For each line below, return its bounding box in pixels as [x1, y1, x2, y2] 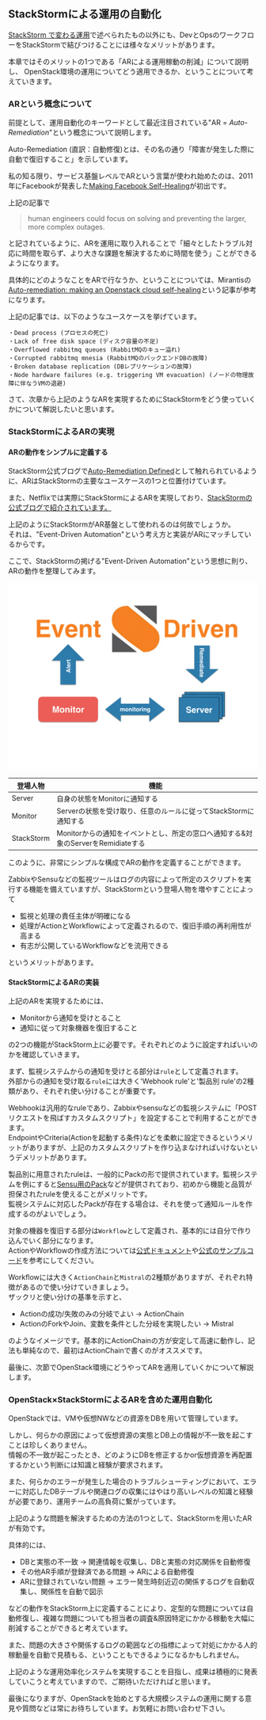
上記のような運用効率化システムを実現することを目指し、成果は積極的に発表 [8, 1667, 258, 1676]
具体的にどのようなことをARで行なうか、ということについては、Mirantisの [8, 276, 252, 285]
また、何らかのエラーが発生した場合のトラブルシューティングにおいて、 [8, 1477, 244, 1486]
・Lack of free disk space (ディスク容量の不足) [8, 337, 160, 346]
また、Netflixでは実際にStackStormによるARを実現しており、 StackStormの [8, 493, 253, 503]
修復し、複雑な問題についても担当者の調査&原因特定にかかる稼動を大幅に [14, 1614, 255, 1623]
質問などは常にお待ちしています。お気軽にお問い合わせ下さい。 [21, 1703, 230, 1713]
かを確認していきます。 [8, 1050, 85, 1060]
